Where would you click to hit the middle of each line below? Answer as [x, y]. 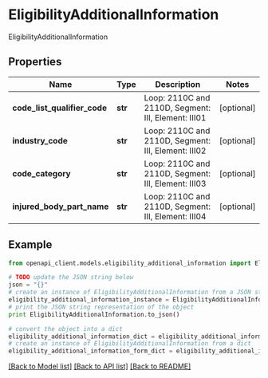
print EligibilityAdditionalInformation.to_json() [94, 314]
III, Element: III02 [175, 151]
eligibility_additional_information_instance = [89, 300]
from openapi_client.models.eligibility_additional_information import [130, 263]
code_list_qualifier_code [60, 108]
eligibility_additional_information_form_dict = [91, 351]
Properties [35, 62]
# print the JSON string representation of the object [101, 307]
